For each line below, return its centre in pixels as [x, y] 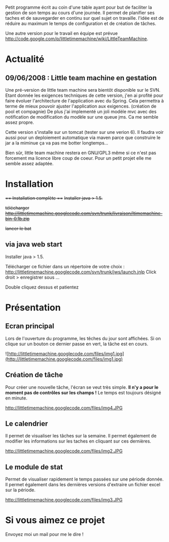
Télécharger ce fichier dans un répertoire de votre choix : [65, 266]
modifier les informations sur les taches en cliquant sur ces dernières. [78, 441]
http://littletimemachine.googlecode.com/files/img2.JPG [64, 451]
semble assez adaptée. [29, 164]
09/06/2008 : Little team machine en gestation [81, 78]
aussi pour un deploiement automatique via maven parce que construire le [83, 137]
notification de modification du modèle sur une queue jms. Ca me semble [82, 117]
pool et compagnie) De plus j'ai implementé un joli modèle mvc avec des [81, 112]
